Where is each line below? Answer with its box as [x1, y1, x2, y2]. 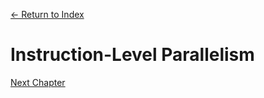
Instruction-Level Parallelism [10, 44, 255, 66]
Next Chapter [10, 76, 66, 88]
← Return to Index [10, 9, 85, 20]
